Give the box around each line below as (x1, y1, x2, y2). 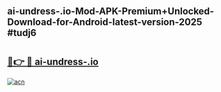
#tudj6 (7, 27, 37, 39)
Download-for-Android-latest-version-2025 (7, 17, 203, 28)
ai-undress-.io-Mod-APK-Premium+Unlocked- (7, 6, 214, 17)
